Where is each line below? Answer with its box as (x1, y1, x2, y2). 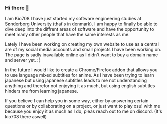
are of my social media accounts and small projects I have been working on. (5, 47, 161, 53)
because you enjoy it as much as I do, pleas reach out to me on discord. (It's (5, 108, 162, 114)
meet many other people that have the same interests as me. (5, 32, 130, 38)
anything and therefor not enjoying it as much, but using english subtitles (5, 83, 155, 89)
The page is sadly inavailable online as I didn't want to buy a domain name (5, 52, 158, 58)
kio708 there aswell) (5, 114, 47, 120)
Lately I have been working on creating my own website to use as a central (5, 41, 159, 47)
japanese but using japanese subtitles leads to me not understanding (5, 77, 147, 84)
